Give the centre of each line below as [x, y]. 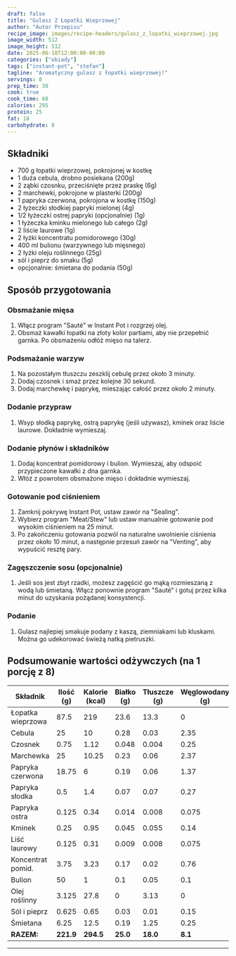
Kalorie [96, 692]
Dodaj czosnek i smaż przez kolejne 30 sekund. [86, 382]
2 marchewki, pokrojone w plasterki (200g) [80, 193]
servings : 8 [25, 79]
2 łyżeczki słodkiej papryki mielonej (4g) [76, 208]
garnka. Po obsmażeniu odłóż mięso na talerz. [84, 340]
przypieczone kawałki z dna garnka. [70, 471]
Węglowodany [205, 692]
